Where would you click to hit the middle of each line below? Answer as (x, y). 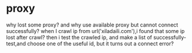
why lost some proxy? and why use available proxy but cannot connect (92, 25)
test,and (16, 44)
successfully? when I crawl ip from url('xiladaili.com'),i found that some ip (95, 31)
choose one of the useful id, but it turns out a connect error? (100, 44)
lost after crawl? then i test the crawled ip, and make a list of (79, 37)
